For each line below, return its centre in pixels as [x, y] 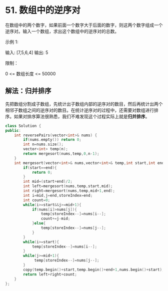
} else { [39, 223]
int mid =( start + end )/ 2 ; [48, 182]
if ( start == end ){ [40, 168]
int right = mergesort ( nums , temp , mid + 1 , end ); [69, 191]
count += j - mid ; [55, 219]
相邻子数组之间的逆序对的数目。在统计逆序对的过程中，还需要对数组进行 [79, 110]
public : [13, 130]
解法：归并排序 [28, 91]
